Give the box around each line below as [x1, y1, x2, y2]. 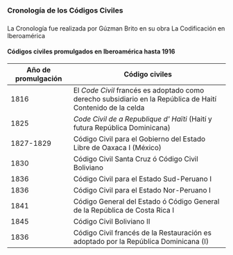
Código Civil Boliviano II [73, 217, 150, 227]
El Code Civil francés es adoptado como [73, 85, 205, 95]
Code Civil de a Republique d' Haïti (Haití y [73, 114, 213, 124]
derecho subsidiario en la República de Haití [73, 94, 217, 104]
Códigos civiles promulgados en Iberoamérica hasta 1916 [7, 47, 175, 56]
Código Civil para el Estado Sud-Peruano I [73, 174, 212, 184]
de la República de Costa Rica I [73, 206, 175, 215]
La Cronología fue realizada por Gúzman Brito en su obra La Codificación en [7, 24, 225, 33]
